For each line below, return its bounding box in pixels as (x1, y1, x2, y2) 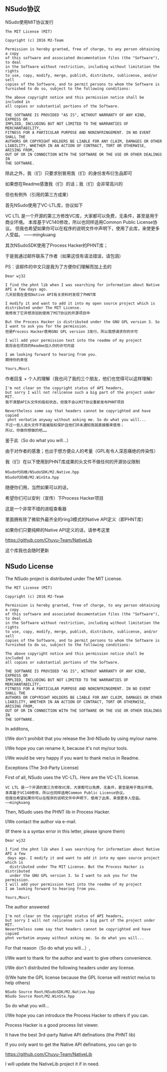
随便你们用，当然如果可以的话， (5, 484, 71, 490)
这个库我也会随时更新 (5, 547, 49, 553)
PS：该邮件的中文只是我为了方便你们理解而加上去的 (5, 263, 111, 269)
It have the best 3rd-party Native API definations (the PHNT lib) (5, 1031, 136, 1037)
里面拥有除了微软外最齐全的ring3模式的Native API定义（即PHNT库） (5, 516, 146, 522)
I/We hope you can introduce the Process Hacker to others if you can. (5, 1012, 149, 1018)
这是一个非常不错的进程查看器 (5, 506, 66, 512)
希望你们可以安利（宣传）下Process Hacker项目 (5, 495, 104, 501)
